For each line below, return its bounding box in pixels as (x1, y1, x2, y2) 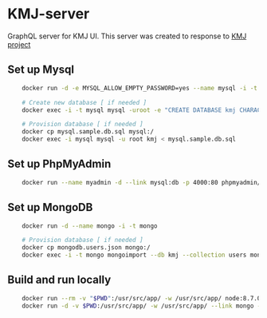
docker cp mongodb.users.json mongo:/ (22, 244, 151, 252)
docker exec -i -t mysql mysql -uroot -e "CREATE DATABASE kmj (22, 105, 237, 114)
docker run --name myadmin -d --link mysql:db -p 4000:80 (22, 178, 218, 186)
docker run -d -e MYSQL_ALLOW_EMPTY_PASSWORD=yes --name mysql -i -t (22, 84, 258, 92)
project (7, 39, 31, 49)
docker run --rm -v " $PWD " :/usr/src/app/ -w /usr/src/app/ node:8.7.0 (22, 294, 261, 302)
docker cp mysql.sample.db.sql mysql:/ (22, 128, 155, 136)
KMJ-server (7, 5, 90, 23)
